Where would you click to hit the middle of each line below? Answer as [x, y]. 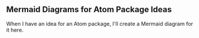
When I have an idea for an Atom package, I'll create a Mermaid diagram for [100, 23]
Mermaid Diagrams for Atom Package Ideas [89, 10]
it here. [15, 30]
